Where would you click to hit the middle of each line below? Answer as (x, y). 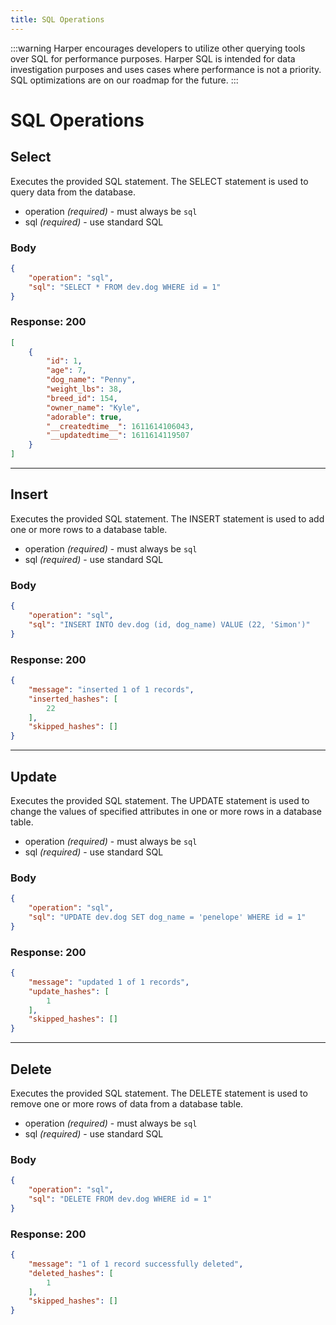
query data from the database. (73, 192)
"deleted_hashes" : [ (71, 1273)
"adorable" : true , (84, 417)
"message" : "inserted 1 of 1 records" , (111, 689)
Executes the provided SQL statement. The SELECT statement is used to (159, 181)
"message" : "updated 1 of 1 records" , (109, 982)
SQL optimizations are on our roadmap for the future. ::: (124, 80)
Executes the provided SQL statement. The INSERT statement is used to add (167, 518)
